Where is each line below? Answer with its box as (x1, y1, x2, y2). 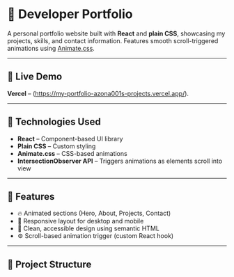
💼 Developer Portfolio (7, 6, 133, 22)
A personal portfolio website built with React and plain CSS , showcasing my (7, 29, 226, 38)
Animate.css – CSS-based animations (17, 149, 127, 157)
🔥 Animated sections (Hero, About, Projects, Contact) (17, 209, 171, 218)
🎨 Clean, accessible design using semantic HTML (17, 224, 160, 232)
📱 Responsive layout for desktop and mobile (17, 217, 144, 225)
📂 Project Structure (7, 258, 92, 270)
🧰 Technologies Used (7, 116, 101, 128)
